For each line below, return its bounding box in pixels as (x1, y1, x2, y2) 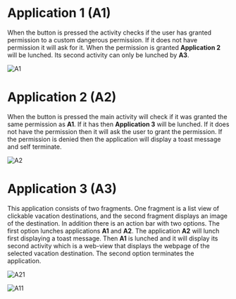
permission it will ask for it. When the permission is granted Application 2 (7, 43, 221, 51)
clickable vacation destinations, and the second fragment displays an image (7, 212, 228, 220)
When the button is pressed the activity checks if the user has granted (7, 28, 212, 37)
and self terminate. (7, 142, 62, 151)
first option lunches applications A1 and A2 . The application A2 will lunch (7, 226, 220, 235)
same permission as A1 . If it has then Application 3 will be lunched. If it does (7, 120, 230, 128)
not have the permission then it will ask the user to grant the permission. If (7, 127, 223, 135)
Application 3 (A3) (7, 181, 118, 197)
